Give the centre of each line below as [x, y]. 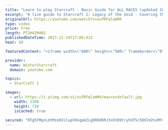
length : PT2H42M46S [25, 33]
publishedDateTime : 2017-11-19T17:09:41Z [49, 38]
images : [13, 92]
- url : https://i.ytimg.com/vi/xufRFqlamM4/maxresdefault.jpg [76, 97]
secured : [14, 120]
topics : [13, 79]
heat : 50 [14, 42]
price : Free [17, 28]
